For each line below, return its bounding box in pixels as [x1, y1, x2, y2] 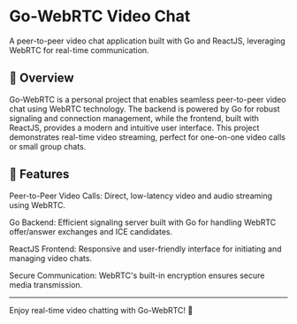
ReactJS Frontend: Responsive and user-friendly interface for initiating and [9, 243, 282, 254]
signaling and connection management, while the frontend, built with [9, 112, 259, 123]
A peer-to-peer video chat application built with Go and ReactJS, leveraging [9, 35, 286, 46]
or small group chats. [9, 141, 87, 151]
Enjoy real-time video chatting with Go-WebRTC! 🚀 [9, 305, 194, 315]
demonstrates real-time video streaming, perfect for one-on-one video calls [9, 131, 286, 143]
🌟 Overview [9, 71, 74, 86]
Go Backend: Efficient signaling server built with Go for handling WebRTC [9, 217, 277, 228]
